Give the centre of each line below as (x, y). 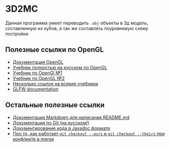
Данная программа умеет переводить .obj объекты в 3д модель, (77, 23)
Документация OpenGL (38, 62)
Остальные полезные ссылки (55, 105)
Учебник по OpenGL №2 (39, 78)
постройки (17, 34)
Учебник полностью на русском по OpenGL (60, 67)
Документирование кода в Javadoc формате (61, 128)
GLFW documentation (36, 89)
